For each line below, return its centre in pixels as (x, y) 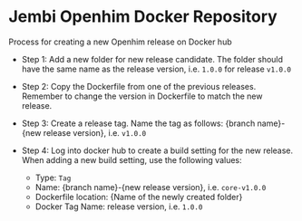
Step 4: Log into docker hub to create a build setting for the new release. (157, 150)
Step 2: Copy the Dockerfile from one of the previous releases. (139, 86)
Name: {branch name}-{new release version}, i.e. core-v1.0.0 (151, 187)
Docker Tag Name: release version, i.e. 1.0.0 (119, 207)
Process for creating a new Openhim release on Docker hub (120, 42)
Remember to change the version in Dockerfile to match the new (142, 96)
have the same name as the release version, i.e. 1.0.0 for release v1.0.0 (156, 69)
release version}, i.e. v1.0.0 (95, 132)
